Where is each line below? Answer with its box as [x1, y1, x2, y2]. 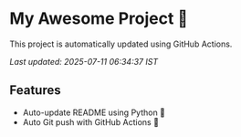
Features [9, 82, 61, 99]
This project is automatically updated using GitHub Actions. [9, 38, 233, 49]
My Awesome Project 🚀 [9, 8, 189, 29]
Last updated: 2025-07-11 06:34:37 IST [9, 56, 158, 67]
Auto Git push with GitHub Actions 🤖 [22, 116, 160, 127]
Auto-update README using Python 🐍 [22, 107, 166, 118]
